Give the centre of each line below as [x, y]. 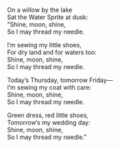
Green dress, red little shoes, [48, 115]
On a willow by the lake [40, 10]
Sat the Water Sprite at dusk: [48, 17]
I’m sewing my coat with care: [49, 87]
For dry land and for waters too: [52, 52]
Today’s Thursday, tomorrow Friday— [60, 80]
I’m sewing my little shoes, [45, 45]
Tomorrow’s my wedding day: [49, 122]
